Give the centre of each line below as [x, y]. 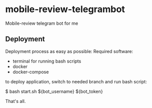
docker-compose [31, 72]
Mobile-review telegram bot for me [42, 23]
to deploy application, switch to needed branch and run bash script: [76, 81]
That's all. [16, 101]
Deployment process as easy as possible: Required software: [69, 51]
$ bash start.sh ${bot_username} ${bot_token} [54, 91]
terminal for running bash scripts [47, 61]
